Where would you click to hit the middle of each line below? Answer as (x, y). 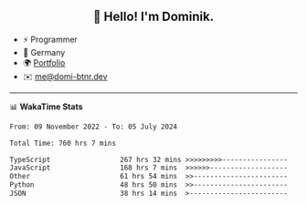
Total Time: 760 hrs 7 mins (63, 143)
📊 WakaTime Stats (47, 107)
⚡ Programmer (50, 39)
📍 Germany (44, 52)
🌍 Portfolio (44, 62)
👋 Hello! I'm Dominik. (153, 17)
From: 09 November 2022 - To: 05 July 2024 (94, 127)
